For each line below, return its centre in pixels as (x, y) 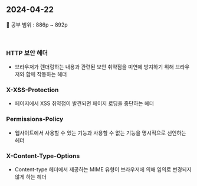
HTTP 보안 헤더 (27, 53)
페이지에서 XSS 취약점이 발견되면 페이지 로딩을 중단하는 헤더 (84, 103)
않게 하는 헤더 (30, 177)
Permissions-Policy (35, 119)
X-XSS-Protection (32, 90)
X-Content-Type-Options (43, 156)
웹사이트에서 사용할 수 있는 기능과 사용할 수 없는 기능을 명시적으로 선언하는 (101, 133)
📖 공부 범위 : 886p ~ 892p (37, 25)
